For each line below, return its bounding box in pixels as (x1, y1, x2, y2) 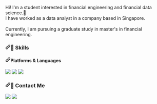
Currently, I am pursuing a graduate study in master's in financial (5, 26, 142, 32)
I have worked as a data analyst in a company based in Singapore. (5, 15, 145, 21)
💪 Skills (10, 44, 29, 51)
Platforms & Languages (10, 57, 62, 63)
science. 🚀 (5, 10, 27, 16)
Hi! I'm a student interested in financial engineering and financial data (5, 5, 152, 10)
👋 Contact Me (10, 82, 45, 89)
